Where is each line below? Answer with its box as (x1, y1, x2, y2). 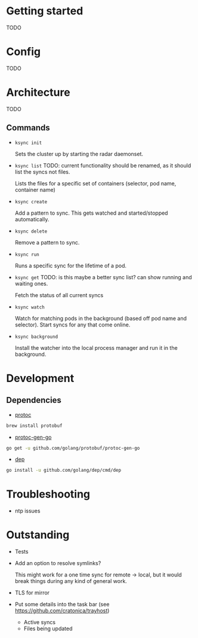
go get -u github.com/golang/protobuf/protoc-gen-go (6, 445, 140, 451)
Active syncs (23, 619, 55, 626)
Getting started (6, 4, 83, 18)
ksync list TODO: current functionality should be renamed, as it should (14, 161, 191, 169)
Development (6, 371, 75, 385)
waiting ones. (14, 280, 48, 287)
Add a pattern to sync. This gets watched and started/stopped (14, 209, 168, 216)
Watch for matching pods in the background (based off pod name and (14, 315, 187, 322)
